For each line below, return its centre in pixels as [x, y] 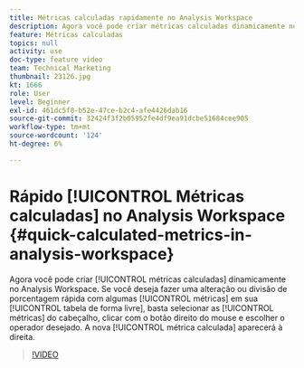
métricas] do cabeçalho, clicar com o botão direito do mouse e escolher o [147, 317]
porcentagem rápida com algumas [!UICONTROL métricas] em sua [134, 298]
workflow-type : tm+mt [50, 127]
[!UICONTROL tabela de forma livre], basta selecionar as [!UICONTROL [142, 307]
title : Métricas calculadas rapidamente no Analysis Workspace [131, 18]
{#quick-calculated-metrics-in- [131, 235]
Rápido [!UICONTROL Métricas [127, 196]
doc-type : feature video [56, 60]
